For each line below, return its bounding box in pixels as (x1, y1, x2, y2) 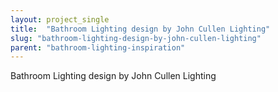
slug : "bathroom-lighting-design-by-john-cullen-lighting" (10, 33, 262, 43)
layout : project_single (10, 14, 110, 25)
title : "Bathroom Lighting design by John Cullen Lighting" (10, 24, 271, 34)
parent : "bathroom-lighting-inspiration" (10, 42, 186, 53)
